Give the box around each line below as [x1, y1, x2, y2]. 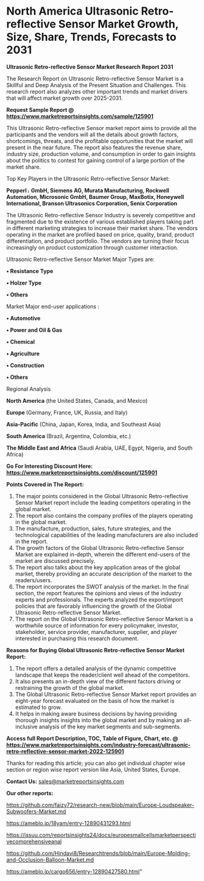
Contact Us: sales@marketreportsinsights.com [6, 778, 125, 785]
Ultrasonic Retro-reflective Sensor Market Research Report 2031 [6, 63, 174, 71]
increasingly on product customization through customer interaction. [6, 243, 178, 251]
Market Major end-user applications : [6, 302, 99, 310]
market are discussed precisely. [15, 557, 96, 564]
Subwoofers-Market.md [6, 807, 66, 815]
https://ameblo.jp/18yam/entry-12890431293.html [6, 820, 131, 827]
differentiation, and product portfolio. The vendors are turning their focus [6, 237, 189, 245]
